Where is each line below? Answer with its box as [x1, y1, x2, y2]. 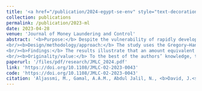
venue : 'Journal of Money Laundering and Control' [6, 31, 136, 37]
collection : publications [6, 14, 71, 20]
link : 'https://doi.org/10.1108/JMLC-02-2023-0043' [6, 64, 138, 71]
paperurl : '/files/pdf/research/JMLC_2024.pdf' [6, 59, 128, 65]
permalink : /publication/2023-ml [6, 20, 90, 26]
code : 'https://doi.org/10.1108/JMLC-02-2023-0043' [6, 70, 138, 76]
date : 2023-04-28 [6, 25, 50, 32]
